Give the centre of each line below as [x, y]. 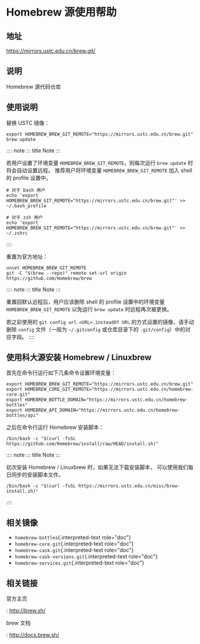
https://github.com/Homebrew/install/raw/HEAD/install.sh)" [83, 444]
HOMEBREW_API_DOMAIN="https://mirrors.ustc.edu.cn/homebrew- [102, 410]
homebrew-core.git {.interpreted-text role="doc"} [74, 544]
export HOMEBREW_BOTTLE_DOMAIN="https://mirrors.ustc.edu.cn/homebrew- [97, 400]
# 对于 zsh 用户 [24, 217]
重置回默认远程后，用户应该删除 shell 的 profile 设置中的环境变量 [86, 302]
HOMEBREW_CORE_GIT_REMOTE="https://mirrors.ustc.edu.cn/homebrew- [109, 390]
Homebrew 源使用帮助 [61, 12]
